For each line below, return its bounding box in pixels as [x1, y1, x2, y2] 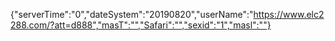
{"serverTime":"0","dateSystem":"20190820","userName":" [10, 9, 254, 20]
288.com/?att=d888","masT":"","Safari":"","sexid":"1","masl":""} [10, 19, 272, 31]
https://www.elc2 [253, 9, 325, 20]
